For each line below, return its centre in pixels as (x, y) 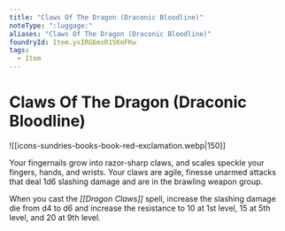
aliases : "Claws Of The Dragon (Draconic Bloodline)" (111, 34)
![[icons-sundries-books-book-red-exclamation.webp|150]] (117, 145)
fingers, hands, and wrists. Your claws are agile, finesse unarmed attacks (143, 172)
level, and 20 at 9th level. (55, 217)
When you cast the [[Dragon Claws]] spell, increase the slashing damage (142, 198)
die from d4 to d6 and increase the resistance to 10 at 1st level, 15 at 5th (140, 208)
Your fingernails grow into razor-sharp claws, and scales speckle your (137, 162)
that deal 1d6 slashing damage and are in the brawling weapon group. (136, 181)
